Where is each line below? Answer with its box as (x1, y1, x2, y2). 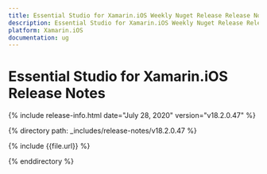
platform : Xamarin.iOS (8, 26, 83, 34)
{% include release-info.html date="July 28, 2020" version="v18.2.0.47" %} (8, 111, 256, 120)
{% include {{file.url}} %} (8, 142, 91, 151)
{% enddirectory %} (8, 157, 74, 166)
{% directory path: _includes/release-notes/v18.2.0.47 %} (8, 126, 197, 135)
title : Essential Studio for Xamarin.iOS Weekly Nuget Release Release (8, 11, 250, 20)
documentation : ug (8, 33, 69, 42)
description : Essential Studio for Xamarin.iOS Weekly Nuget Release (8, 19, 244, 27)
